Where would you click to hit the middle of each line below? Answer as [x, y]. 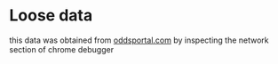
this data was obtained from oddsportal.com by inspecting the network [139, 40]
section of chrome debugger [61, 49]
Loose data [51, 16]
